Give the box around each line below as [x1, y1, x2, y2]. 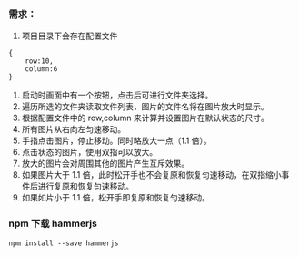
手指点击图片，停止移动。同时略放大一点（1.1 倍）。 [21, 135, 212, 147]
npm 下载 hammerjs [8, 217, 97, 230]
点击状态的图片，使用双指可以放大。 [21, 147, 158, 158]
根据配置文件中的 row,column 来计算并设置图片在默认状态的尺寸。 [21, 112, 269, 124]
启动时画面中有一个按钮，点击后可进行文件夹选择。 [21, 89, 214, 101]
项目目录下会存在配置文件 [21, 30, 118, 42]
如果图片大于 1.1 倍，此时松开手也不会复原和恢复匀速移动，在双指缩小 [21, 170, 282, 180]
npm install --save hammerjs [8, 239, 119, 248]
